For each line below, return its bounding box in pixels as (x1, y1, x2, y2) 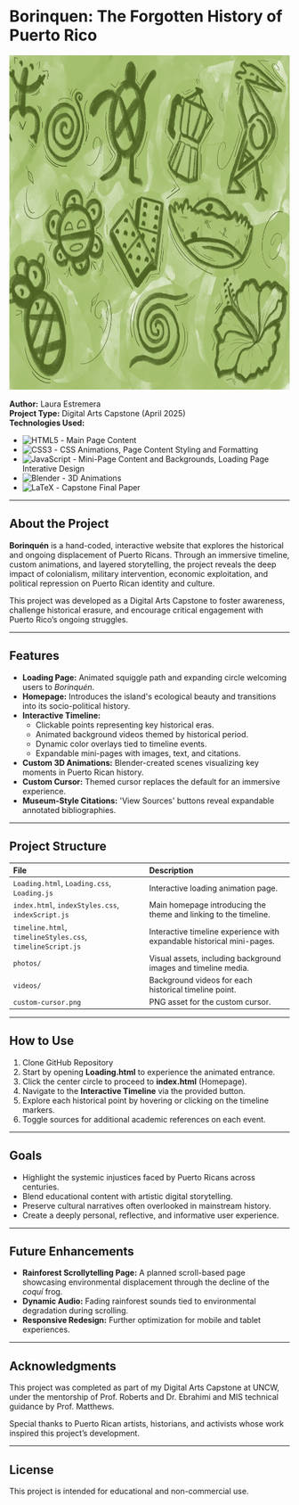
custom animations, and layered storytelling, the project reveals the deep (9, 559, 277, 570)
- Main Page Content (61, 434, 137, 445)
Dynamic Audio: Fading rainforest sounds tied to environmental (21, 1295, 256, 1307)
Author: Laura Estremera (9, 399, 101, 409)
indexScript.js (12, 911, 69, 920)
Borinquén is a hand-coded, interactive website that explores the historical (9, 539, 285, 550)
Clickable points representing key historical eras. (35, 720, 214, 730)
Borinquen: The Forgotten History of (9, 6, 283, 27)
